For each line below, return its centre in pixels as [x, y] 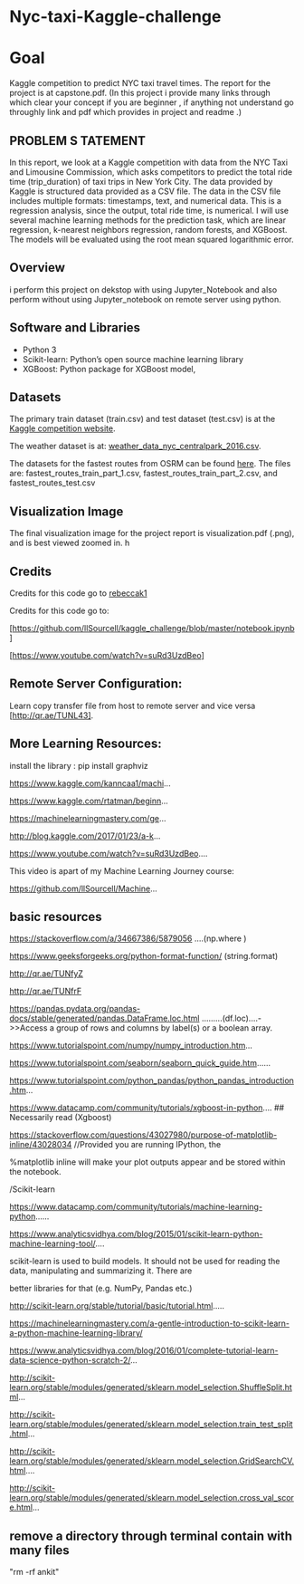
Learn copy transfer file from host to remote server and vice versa [133, 706]
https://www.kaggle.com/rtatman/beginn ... [89, 801]
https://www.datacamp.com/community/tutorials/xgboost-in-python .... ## [147, 1108]
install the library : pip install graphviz [79, 765]
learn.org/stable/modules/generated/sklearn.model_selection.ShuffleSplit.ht [151, 1387]
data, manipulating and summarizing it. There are [101, 1271]
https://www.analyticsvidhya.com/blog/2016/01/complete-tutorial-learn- [144, 1350]
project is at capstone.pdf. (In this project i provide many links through [140, 93]
